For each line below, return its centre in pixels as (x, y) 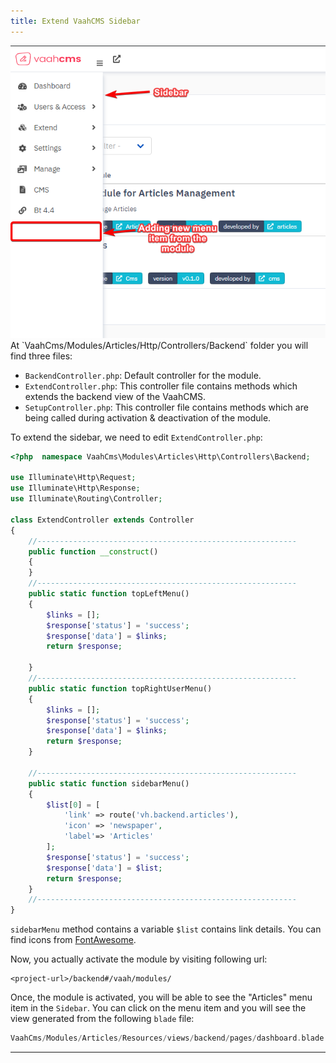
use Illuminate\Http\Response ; (75, 488)
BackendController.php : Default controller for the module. (143, 375)
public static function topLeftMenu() (109, 594)
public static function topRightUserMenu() (120, 688)
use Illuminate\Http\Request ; (73, 478)
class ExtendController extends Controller (102, 520)
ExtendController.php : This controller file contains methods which (161, 386)
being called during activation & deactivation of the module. (148, 417)
